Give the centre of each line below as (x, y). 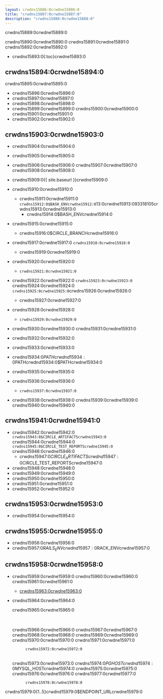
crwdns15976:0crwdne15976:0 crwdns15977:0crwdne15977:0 (74, 674)
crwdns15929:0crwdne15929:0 (48, 320)
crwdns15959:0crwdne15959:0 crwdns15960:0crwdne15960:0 (75, 576)
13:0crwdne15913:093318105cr (127, 204)
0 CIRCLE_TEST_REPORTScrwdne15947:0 (61, 463)
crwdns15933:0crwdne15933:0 (43, 348)
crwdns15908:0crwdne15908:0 (43, 170)
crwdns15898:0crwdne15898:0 (43, 103)
